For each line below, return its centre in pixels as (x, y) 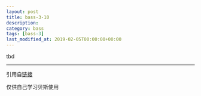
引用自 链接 (19, 74)
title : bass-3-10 (28, 17)
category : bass (25, 28)
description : (22, 23)
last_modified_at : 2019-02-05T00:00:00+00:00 (64, 39)
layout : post (22, 12)
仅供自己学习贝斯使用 (32, 87)
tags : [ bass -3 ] (25, 34)
